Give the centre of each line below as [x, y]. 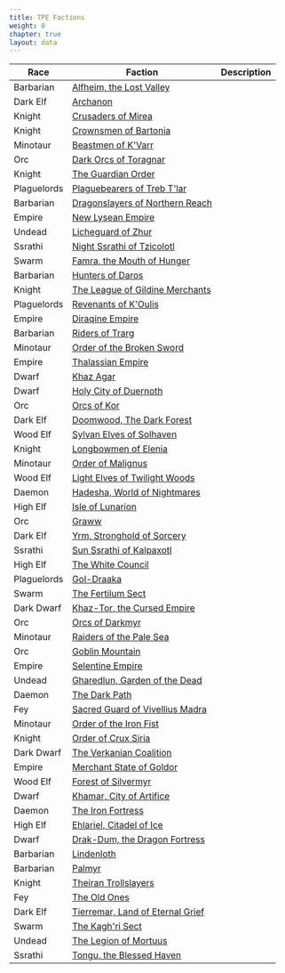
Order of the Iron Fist [116, 724]
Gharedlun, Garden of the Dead [137, 680]
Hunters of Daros [108, 275]
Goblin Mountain [107, 652]
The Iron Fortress [108, 811]
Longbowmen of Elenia [120, 449]
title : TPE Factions [47, 17]
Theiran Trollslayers [113, 883]
